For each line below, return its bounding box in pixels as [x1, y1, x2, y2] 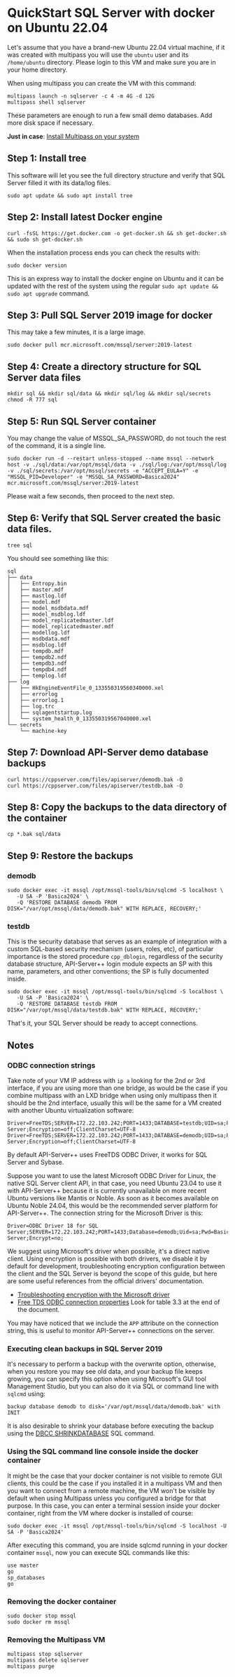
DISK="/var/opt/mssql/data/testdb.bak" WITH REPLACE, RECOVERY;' [7, 1007, 201, 1014]
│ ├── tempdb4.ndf [7, 665, 68, 673]
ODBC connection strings [7, 1060, 96, 1070]
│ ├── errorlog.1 [7, 696, 64, 703]
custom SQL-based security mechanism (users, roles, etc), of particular [7, 945, 214, 953]
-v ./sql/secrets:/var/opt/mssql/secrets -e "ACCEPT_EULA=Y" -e [7, 468, 199, 475]
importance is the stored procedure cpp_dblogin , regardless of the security [7, 953, 223, 961]
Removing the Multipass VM [7, 1634, 106, 1644]
